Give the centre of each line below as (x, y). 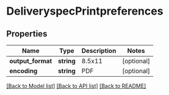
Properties (27, 34)
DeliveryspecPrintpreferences (85, 11)
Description (99, 51)
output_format (31, 61)
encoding (23, 71)
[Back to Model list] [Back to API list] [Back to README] (76, 86)
